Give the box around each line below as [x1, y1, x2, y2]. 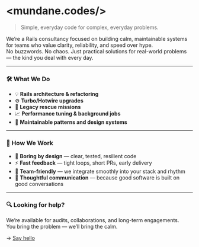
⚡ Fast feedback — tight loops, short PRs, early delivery [14, 159, 152, 166]
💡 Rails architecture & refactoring [14, 91, 99, 98]
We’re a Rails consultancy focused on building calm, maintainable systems [6, 35, 188, 42]
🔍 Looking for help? [6, 201, 65, 209]
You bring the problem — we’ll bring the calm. [6, 223, 118, 230]
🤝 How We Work [6, 139, 53, 147]
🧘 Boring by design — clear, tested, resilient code [14, 152, 137, 159]
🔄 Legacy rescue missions [14, 104, 81, 111]
